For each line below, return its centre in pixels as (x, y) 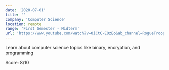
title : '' (16, 15)
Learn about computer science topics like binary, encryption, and (73, 48)
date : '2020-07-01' (26, 10)
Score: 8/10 (17, 63)
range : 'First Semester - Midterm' (43, 29)
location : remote (23, 24)
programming (19, 53)
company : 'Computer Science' (36, 19)
